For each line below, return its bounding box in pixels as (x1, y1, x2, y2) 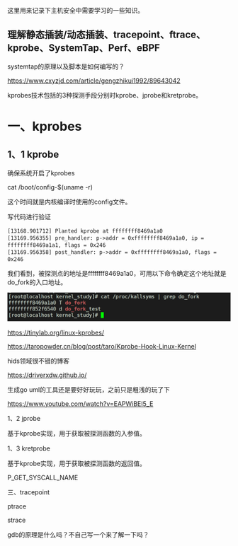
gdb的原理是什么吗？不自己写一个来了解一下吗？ (7, 530, 149, 539)
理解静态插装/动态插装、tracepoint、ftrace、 (7, 29, 206, 41)
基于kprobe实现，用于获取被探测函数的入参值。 (7, 429, 147, 437)
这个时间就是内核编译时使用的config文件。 (7, 197, 132, 206)
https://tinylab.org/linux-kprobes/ (7, 328, 105, 337)
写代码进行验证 (7, 212, 51, 221)
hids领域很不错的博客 (7, 356, 69, 365)
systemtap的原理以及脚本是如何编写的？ (7, 62, 125, 71)
